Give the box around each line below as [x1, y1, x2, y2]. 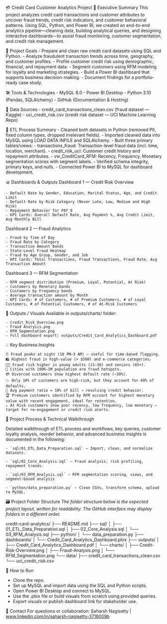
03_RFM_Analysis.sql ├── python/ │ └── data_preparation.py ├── [5, 531, 144, 537]
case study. [18, 80, 43, 85]
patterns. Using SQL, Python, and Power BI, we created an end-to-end [5, 22, 150, 28]
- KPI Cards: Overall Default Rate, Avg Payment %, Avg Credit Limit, [5, 212, 155, 217]
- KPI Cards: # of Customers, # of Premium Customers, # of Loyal [5, 297, 146, 302]
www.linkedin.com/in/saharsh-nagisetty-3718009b [5, 614, 110, 619]
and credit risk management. [5, 38, 65, 44]
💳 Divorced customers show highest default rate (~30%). [5, 372, 128, 377]
